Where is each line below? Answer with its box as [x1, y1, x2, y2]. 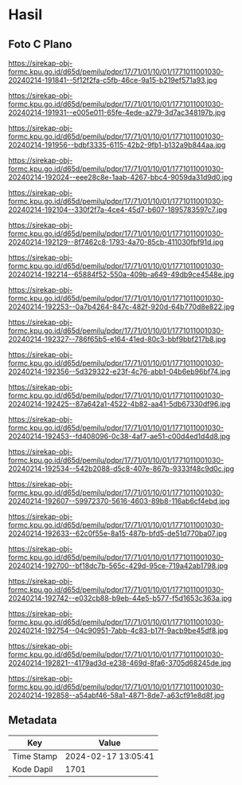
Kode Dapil [12, 763, 53, 775]
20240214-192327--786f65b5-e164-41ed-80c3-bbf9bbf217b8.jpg [8, 335, 227, 343]
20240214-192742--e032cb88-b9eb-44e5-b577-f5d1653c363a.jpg [8, 594, 232, 602]
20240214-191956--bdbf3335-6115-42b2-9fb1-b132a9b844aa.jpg [8, 140, 226, 149]
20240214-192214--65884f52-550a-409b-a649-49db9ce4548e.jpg [8, 269, 235, 279]
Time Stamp [12, 751, 58, 762]
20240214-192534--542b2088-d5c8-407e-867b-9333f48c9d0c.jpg [8, 464, 235, 473]
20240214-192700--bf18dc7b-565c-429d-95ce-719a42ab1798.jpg [8, 561, 228, 571]
